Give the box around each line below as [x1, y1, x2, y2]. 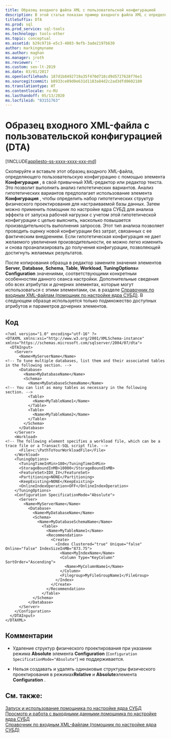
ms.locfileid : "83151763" [5, 98, 60, 103]
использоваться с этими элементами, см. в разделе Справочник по [5, 287, 154, 293]
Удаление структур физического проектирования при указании [12, 645, 152, 651]
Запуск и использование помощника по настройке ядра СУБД [5, 705, 142, 711]
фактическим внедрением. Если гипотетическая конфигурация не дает [5, 234, 161, 240]
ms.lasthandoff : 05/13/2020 [5, 93, 65, 98]
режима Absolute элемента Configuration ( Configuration [12, 650, 137, 657]
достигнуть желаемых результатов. [5, 250, 83, 256]
